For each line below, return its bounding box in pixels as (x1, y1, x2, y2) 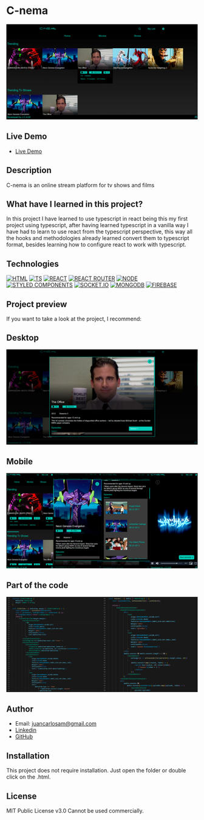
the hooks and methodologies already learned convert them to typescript (6, 235, 189, 242)
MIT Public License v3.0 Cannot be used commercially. (6, 807, 144, 814)
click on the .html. (6, 773, 51, 780)
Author (6, 704, 33, 714)
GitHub (15, 733, 33, 740)
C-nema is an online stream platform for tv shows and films (6, 181, 155, 189)
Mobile (6, 456, 33, 467)
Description (6, 165, 52, 175)
